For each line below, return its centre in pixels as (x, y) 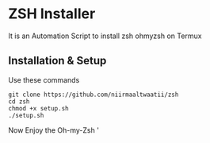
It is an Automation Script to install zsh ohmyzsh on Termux (105, 36)
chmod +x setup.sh (38, 108)
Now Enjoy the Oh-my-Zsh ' (53, 130)
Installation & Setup (57, 61)
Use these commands (44, 79)
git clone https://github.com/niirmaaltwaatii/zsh (94, 95)
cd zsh (19, 101)
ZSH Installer (52, 14)
